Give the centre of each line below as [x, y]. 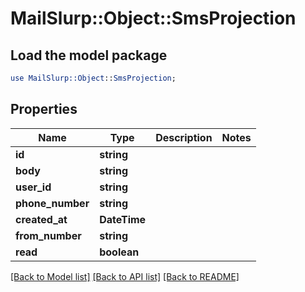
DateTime [123, 219]
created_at [41, 219]
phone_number [52, 203]
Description [184, 137]
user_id [33, 187]
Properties [44, 109]
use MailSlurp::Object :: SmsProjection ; [93, 78]
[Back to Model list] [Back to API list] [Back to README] [125, 276]
